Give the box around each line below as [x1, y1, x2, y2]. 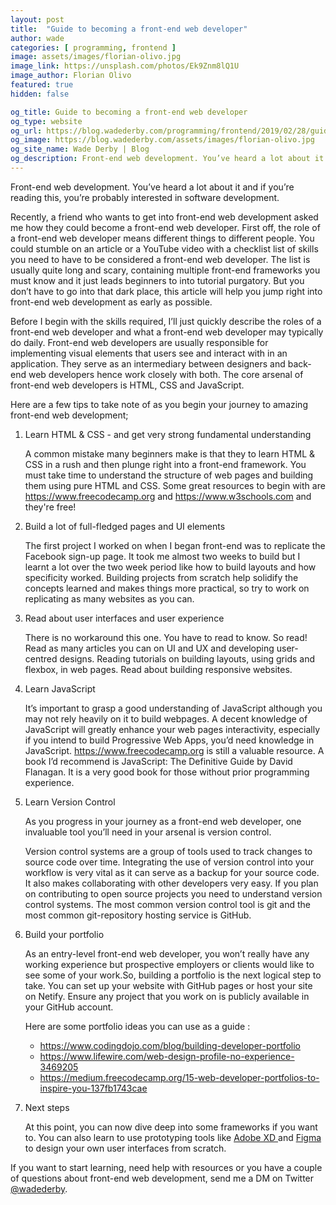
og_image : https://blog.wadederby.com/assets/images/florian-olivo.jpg [10, 135, 315, 145]
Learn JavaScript [24, 682, 96, 695]
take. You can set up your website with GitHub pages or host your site [24, 979, 313, 991]
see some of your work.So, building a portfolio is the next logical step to [24, 969, 322, 981]
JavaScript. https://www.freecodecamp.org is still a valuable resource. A [24, 744, 325, 756]
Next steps [24, 1101, 70, 1113]
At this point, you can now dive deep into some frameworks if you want [24, 1121, 318, 1133]
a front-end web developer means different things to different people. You [10, 232, 315, 244]
